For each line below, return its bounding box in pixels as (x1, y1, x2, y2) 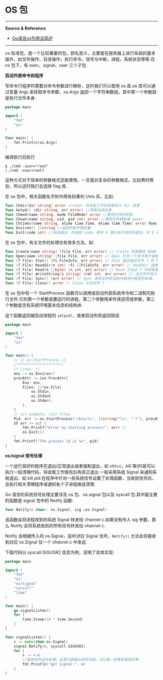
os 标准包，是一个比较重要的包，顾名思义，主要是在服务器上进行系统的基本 (5, 50, 156, 56)
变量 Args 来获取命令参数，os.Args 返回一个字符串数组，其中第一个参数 (9, 89, 152, 95)
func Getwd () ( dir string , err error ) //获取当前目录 (5, 207, 112, 212)
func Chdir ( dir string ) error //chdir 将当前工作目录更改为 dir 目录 (5, 203, 140, 208)
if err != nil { (14, 421, 47, 426)
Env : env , (22, 380, 42, 385)
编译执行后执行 (5, 154, 35, 160)
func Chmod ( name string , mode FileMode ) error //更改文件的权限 (5, 212, 132, 217)
